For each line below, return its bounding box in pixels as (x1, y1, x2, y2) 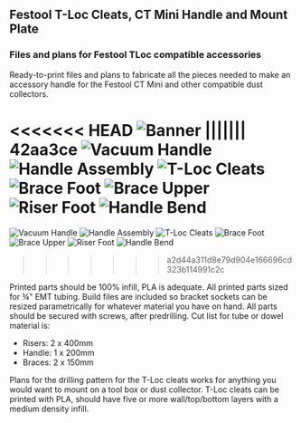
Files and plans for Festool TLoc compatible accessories (9, 49, 262, 62)
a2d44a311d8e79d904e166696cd (166, 254, 292, 265)
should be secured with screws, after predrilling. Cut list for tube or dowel (9, 310, 284, 321)
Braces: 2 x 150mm (22, 357, 95, 368)
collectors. (9, 88, 49, 99)
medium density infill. (9, 403, 89, 414)
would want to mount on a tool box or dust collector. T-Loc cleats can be (9, 384, 280, 395)
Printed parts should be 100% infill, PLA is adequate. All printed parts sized (9, 281, 288, 293)
